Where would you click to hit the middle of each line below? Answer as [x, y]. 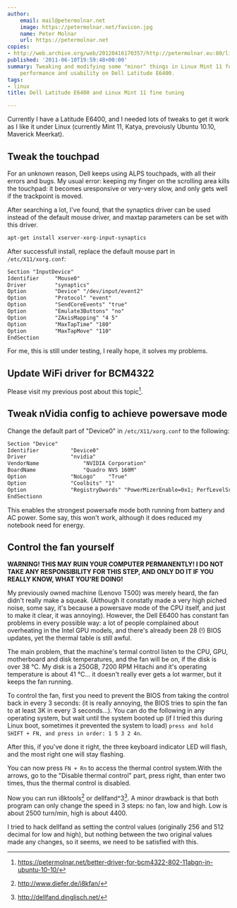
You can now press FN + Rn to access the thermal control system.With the [115, 768]
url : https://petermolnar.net [65, 40]
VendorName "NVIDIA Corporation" [77, 464]
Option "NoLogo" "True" [68, 477]
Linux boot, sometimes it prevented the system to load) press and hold [110, 725]
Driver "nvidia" [52, 457]
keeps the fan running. [40, 682]
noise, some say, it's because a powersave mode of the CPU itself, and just [116, 608]
